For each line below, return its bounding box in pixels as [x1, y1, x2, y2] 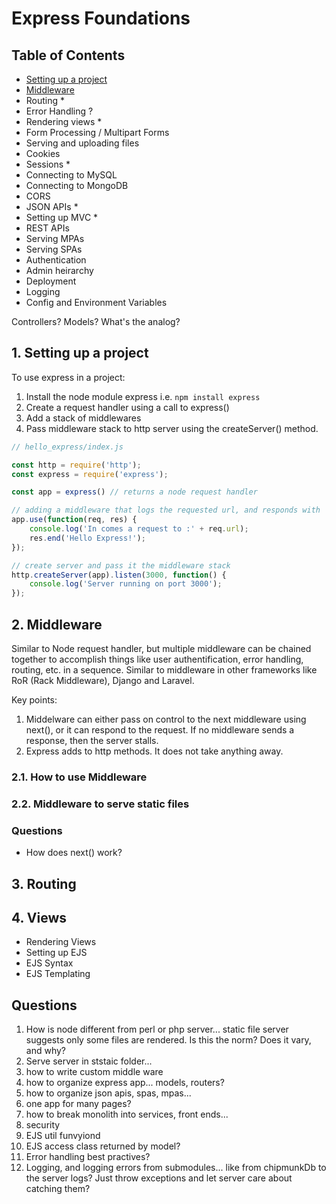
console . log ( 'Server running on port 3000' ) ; [29, 579, 223, 589]
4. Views [11, 909, 68, 926]
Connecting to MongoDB [25, 180, 129, 191]
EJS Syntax [25, 957, 74, 969]
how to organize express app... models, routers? [25, 1077, 225, 1089]
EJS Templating [25, 968, 91, 980]
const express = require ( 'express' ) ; [11, 469, 169, 479]
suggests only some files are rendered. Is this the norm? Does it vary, [25, 1034, 312, 1046]
